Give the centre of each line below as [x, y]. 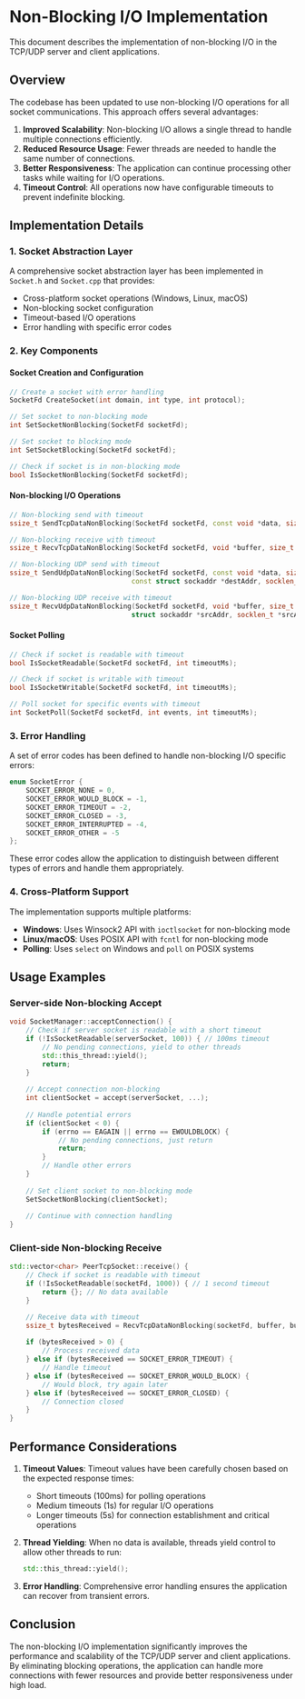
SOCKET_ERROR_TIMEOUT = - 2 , [79, 807]
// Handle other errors [87, 1165]
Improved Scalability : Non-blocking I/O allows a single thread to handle [157, 129]
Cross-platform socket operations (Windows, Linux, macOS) [135, 298]
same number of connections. [79, 158]
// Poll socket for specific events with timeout [105, 705]
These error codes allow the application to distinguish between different [144, 859]
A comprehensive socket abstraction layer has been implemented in [136, 271]
